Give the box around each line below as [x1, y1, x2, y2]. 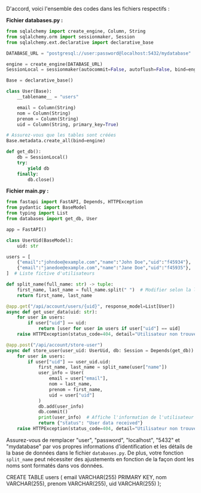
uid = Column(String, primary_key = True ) [17, 121, 119, 128]
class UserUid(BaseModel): [6, 237, 74, 244]
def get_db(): [6, 149, 42, 155]
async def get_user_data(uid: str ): [6, 309, 98, 315]
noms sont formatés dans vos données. [6, 462, 104, 469]
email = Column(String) [17, 104, 77, 110]
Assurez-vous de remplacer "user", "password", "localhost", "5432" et [6, 436, 181, 443]
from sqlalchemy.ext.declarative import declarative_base [6, 39, 154, 46]
